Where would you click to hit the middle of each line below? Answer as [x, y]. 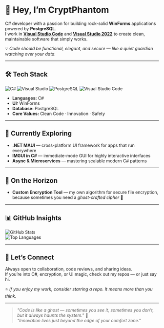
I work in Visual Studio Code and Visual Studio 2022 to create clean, [75, 34]
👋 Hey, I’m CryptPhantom [57, 10]
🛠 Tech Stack [26, 74]
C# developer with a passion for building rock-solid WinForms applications [81, 23]
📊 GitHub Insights [33, 218]
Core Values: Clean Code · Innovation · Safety [59, 114]
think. [11, 296]
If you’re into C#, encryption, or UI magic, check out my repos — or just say [81, 274]
